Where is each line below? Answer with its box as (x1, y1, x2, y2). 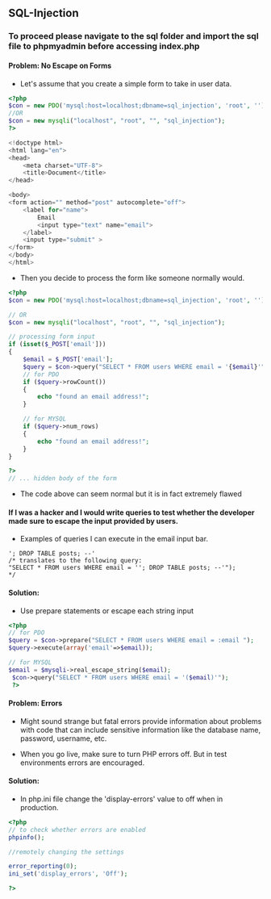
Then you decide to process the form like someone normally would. (19, 273, 244, 282)
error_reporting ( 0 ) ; (8, 863, 78, 871)
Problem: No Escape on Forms (8, 61, 112, 70)
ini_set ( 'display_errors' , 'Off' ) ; (8, 870, 128, 878)
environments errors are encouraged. (19, 758, 145, 767)
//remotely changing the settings (8, 847, 125, 856)
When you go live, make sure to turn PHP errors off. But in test (19, 749, 227, 759)
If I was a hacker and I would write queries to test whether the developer (8, 508, 255, 517)
